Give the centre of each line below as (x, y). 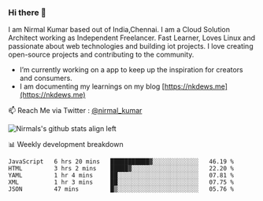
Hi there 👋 (28, 13)
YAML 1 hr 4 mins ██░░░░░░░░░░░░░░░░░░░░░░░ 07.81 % (121, 176)
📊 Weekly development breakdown (66, 144)
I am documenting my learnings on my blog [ (92, 86)
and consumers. (46, 79)
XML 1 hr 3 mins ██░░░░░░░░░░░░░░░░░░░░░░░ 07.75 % (121, 183)
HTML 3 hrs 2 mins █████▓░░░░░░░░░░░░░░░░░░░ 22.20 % (121, 169)
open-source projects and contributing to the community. (101, 55)
